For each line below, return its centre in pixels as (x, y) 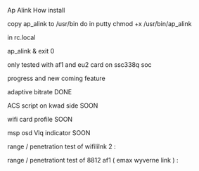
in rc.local (21, 37)
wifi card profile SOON (40, 119)
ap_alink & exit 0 (31, 51)
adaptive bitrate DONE (40, 92)
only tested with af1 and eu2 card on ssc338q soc (80, 65)
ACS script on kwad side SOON (53, 106)
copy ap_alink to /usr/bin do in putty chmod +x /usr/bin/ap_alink (99, 24)
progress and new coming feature (56, 78)
